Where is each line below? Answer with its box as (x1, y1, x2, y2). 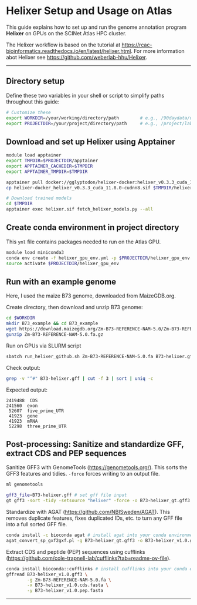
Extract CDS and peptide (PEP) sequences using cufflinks (6, 548, 145, 555)
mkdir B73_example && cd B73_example (6, 320, 98, 327)
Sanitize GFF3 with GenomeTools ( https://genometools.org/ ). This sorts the (6, 464, 188, 471)
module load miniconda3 (6, 249, 64, 255)
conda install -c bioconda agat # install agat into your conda (6, 532, 167, 538)
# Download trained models (6, 195, 72, 201)
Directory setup (6, 76, 64, 86)
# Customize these (6, 109, 51, 115)
